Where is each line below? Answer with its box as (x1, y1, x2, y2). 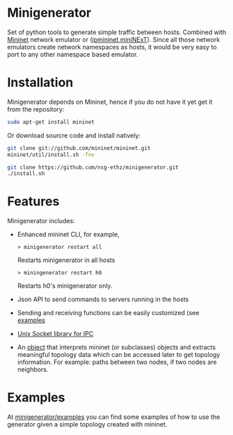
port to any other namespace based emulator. (7, 50, 138, 59)
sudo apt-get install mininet (7, 119, 95, 125)
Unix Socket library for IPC (17, 330, 94, 338)
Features (7, 194, 60, 210)
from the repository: (7, 105, 65, 113)
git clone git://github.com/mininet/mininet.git (7, 144, 151, 151)
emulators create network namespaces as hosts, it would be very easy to (7, 43, 217, 51)
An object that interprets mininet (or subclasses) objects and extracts (17, 343, 216, 351)
